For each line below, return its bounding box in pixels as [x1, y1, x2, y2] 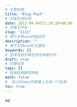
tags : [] [5, 66, 23, 71]
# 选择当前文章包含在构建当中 [5, 52, 57, 57]
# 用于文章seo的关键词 [5, 43, 45, 48]
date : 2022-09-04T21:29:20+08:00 [5, 20, 73, 26]
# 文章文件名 [5, 25, 28, 30]
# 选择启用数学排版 [5, 71, 39, 75]
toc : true [5, 84, 25, 89]
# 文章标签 [5, 61, 24, 66]
